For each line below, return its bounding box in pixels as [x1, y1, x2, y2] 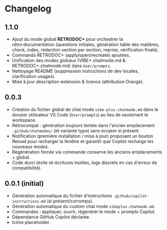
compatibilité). [11, 164, 42, 170]
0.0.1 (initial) [4, 179, 44, 188]
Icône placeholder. [11, 219, 50, 225]
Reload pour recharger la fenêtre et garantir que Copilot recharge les [11, 138, 153, 144]
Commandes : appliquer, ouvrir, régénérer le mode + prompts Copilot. [11, 208, 156, 214]
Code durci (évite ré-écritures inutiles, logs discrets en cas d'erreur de [11, 159, 157, 165]
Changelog [4, 3, 51, 14]
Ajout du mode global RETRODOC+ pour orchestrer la [11, 36, 123, 42]
